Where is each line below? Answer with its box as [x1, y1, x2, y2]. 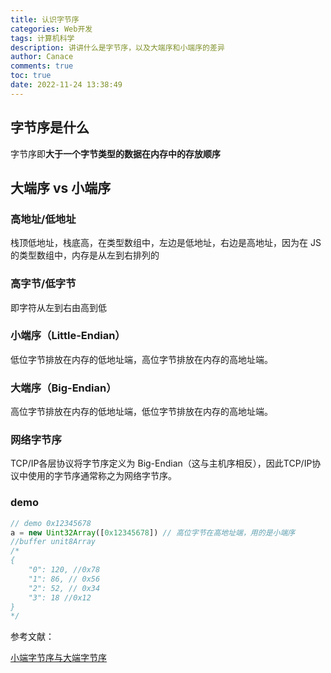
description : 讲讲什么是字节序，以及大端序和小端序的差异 [10, 42, 225, 53]
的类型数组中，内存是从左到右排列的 [10, 249, 160, 261]
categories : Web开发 [10, 24, 93, 34]
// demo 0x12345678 [10, 518, 92, 528]
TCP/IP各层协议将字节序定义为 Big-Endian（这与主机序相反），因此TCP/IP [10, 457, 313, 470]
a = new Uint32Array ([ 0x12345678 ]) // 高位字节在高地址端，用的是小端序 [10, 527, 296, 538]
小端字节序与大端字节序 [10, 652, 107, 664]
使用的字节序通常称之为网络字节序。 [27, 470, 177, 482]
